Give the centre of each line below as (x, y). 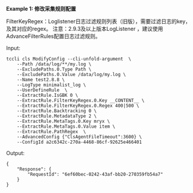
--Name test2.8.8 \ (41, 80)
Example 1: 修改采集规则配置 (41, 9)
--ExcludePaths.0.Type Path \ (54, 69)
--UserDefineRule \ (42, 90)
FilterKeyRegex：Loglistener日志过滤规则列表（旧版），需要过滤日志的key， (99, 21)
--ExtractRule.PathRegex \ (51, 132)
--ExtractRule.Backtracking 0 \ (57, 111)
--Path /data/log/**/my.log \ (54, 64)
